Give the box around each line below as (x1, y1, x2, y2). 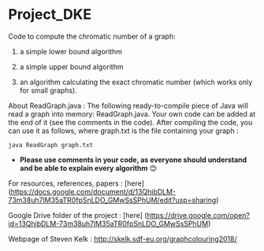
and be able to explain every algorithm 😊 (19, 163, 158, 172)
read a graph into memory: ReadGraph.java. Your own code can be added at (8, 109, 256, 119)
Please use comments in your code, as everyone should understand (19, 155, 247, 164)
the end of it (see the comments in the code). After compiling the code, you (8, 117, 253, 127)
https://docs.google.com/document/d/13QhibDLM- (10, 186, 176, 196)
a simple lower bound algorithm (19, 46, 122, 56)
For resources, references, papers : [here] (8, 179, 144, 188)
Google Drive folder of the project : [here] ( (8, 210, 147, 220)
